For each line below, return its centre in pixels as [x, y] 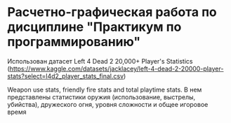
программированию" [74, 42]
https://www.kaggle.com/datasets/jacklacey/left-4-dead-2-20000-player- [117, 68]
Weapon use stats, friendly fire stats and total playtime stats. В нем [105, 89]
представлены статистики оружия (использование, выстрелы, [101, 97]
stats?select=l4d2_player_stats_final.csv [66, 76]
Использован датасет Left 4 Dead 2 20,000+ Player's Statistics [100, 61]
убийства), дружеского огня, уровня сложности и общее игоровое [108, 104]
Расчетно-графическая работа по [112, 12]
